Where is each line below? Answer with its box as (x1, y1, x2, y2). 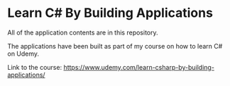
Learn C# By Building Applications (7, 5, 213, 21)
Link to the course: (7, 63, 62, 71)
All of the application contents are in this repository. (7, 28, 158, 37)
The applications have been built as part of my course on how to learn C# (7, 42, 223, 50)
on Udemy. (7, 49, 40, 58)
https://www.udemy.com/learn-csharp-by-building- (63, 63, 215, 71)
